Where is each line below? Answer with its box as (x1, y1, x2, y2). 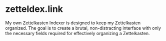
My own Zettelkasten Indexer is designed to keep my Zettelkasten (5, 20, 141, 26)
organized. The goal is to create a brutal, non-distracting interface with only (5, 25, 161, 31)
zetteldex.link (5, 3, 63, 15)
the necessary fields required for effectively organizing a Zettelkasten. (5, 30, 150, 36)
